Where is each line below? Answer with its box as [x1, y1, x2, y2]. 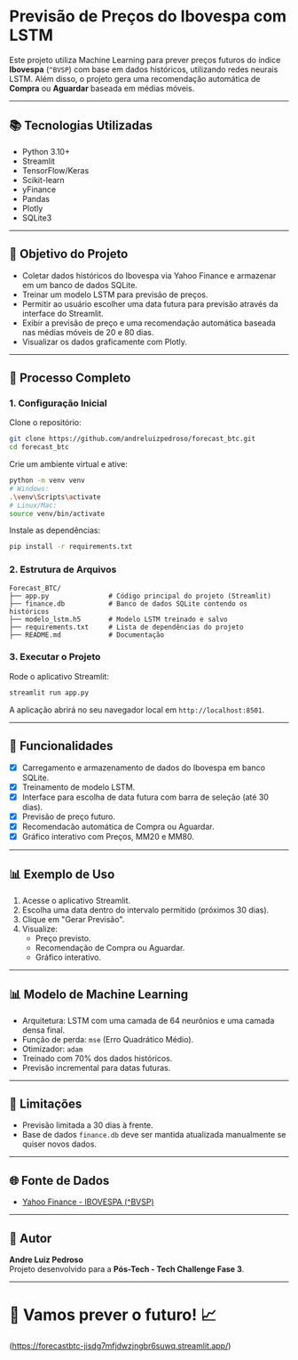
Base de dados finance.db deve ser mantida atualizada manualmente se [21, 1130, 286, 1140]
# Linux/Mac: [9, 501, 58, 510]
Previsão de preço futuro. [21, 811, 116, 822]
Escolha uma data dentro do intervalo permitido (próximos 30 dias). [21, 905, 270, 915]
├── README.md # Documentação [9, 630, 165, 640]
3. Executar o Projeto [9, 651, 101, 664]
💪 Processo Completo [9, 370, 131, 385]
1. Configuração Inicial [9, 397, 108, 409]
